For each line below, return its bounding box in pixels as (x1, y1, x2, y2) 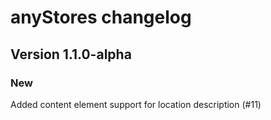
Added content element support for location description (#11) (10, 98, 262, 110)
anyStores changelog (10, 6, 192, 29)
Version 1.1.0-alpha (10, 46, 132, 63)
